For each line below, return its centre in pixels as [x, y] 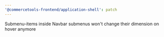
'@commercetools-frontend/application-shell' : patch [61, 10]
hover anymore [20, 29]
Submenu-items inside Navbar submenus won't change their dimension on [82, 24]
